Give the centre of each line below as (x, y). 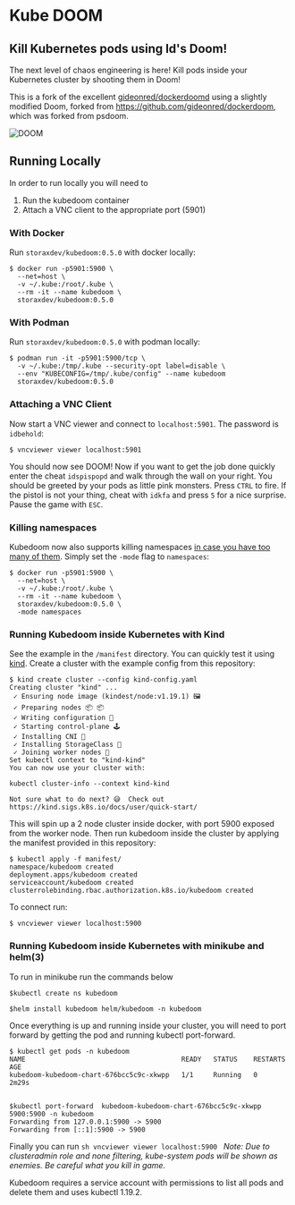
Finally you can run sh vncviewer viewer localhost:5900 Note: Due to (139, 1146)
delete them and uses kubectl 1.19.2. (76, 1192)
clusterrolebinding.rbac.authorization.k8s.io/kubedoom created (131, 891)
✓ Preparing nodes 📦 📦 (59, 708)
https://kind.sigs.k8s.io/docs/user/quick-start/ (104, 807)
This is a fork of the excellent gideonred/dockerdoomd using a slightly (138, 97)
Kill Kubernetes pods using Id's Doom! (118, 49)
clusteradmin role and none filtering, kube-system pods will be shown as (144, 1156)
